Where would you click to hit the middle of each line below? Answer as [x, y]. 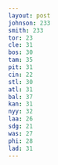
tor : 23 [21, 38]
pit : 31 [21, 67]
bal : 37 [21, 97]
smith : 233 [26, 30]
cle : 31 [21, 45]
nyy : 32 [21, 112]
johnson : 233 [29, 23]
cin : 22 [21, 75]
